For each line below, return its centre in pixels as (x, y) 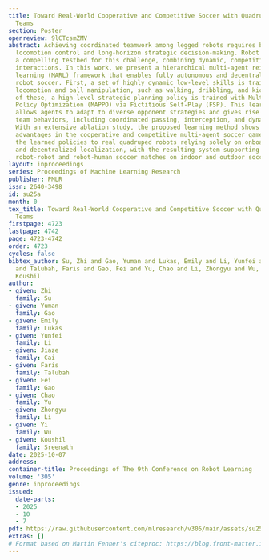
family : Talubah (42, 373)
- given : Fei (30, 380)
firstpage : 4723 (35, 224)
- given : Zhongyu (37, 410)
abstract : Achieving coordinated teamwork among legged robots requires (132, 46)
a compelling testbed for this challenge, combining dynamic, (121, 61)
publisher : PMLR (35, 180)
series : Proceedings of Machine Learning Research (94, 172)
